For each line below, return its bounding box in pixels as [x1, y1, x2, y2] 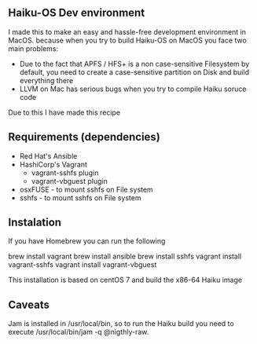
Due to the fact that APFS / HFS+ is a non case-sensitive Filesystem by [19, 59, 250, 68]
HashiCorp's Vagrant [19, 159, 88, 169]
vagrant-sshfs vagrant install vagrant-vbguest [8, 260, 157, 269]
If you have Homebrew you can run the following [8, 236, 166, 246]
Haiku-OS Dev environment [8, 6, 145, 20]
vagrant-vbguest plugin [31, 176, 108, 185]
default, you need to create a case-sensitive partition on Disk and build [19, 67, 250, 77]
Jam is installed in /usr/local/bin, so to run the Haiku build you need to [8, 319, 234, 328]
